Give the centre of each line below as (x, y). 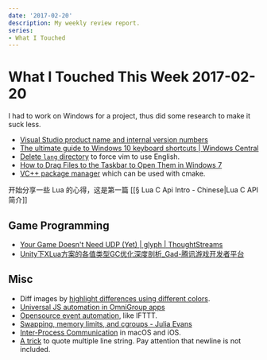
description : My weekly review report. (74, 23)
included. (35, 349)
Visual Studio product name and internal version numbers (114, 140)
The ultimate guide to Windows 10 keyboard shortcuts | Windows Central (139, 149)
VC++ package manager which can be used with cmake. (112, 174)
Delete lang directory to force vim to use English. (100, 157)
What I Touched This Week (99, 77)
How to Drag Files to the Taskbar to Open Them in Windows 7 (121, 165)
